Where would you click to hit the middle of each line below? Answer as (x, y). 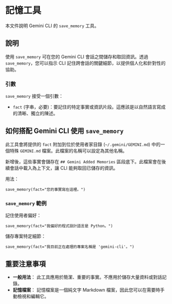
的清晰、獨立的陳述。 (35, 114)
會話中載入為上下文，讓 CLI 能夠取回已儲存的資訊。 (64, 168)
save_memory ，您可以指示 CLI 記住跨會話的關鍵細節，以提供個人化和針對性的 (85, 63)
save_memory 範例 (26, 203)
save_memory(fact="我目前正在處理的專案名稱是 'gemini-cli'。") (70, 247)
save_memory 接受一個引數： (34, 96)
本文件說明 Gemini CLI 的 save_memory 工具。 (52, 26)
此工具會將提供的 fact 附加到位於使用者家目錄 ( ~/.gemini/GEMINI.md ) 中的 (83, 144)
